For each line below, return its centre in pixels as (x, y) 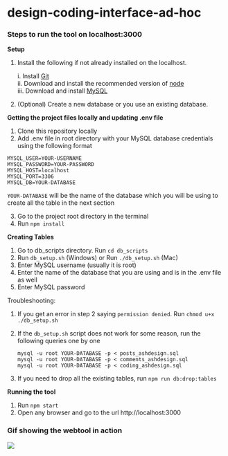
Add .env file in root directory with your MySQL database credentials (115, 138)
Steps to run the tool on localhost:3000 (75, 35)
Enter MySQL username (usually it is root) (77, 265)
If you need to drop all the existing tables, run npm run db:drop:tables (117, 379)
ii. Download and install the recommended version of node (100, 84)
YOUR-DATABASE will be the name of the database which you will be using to (113, 196)
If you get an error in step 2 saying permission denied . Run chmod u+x (116, 314)
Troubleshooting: (32, 301)
